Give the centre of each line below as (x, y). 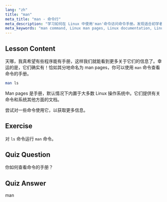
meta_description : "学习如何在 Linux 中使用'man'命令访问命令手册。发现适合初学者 (84, 24)
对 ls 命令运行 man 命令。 (31, 139)
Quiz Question (28, 155)
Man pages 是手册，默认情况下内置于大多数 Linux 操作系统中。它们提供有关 (83, 93)
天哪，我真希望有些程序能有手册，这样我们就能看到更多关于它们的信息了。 (81, 61)
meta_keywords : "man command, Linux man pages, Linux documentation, (79, 28)
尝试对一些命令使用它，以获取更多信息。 (46, 110)
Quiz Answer (26, 183)
